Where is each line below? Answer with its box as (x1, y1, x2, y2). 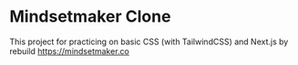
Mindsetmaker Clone (9, 6, 171, 27)
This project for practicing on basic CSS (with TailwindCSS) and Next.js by (9, 36, 289, 47)
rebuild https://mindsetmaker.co (9, 45, 129, 56)
